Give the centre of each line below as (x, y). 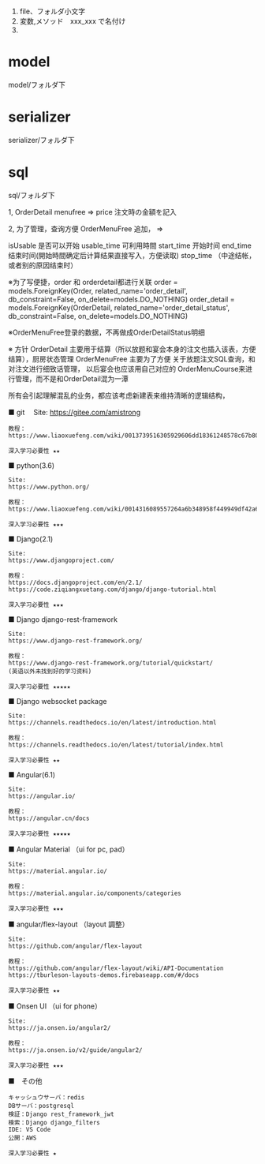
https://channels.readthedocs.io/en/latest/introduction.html (112, 723)
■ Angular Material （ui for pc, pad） (69, 849)
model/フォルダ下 (37, 85)
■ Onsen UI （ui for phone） (55, 1006)
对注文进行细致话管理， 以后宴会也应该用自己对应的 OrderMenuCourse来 (127, 369)
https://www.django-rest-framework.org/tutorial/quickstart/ (111, 663)
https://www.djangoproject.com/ (61, 560)
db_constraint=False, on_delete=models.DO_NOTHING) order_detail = (121, 299)
